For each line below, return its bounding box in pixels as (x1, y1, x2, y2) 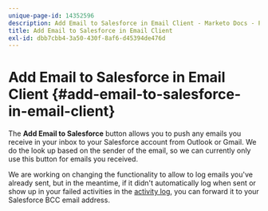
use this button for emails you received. (8, 154, 138, 164)
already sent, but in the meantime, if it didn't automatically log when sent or (8, 178, 257, 188)
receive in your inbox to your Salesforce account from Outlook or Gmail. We (8, 137, 257, 147)
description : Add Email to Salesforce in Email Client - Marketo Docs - (8, 19, 255, 27)
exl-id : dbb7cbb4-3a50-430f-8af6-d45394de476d (8, 34, 166, 42)
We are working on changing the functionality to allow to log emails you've (8, 169, 254, 180)
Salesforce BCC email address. (8, 195, 110, 205)
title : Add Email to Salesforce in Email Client (8, 26, 173, 34)
